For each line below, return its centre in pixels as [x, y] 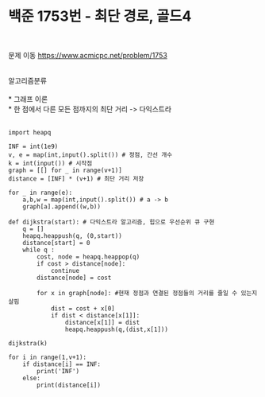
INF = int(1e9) [33, 146]
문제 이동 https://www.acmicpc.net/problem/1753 [88, 55]
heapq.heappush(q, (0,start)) [73, 235]
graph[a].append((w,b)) [62, 206]
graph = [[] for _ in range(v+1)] [65, 170]
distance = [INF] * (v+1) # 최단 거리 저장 [76, 179]
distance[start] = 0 [56, 243]
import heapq [30, 132]
